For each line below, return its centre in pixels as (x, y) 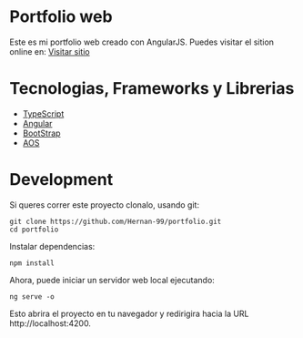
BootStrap (41, 133)
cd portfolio (34, 230)
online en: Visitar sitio (50, 51)
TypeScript (43, 113)
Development (61, 180)
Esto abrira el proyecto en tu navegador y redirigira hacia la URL (129, 313)
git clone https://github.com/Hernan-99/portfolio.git (116, 221)
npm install (32, 263)
